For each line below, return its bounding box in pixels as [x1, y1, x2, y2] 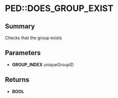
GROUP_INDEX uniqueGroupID [12, 61, 74, 68]
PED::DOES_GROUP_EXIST [5, 3, 114, 14]
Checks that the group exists [5, 35, 62, 41]
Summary [5, 22, 35, 30]
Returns [5, 76, 30, 84]
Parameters [5, 49, 41, 57]
